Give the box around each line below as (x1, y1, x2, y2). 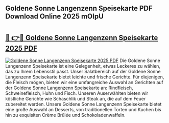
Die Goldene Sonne (119, 57, 161, 64)
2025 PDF (5, 44, 37, 53)
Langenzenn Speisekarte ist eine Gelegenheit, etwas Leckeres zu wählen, (5, 63, 161, 69)
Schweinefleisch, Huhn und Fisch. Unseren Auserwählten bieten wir (5, 90, 149, 96)
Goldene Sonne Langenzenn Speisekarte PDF (5, 4, 153, 13)
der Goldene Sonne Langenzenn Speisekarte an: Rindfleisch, (5, 85, 133, 91)
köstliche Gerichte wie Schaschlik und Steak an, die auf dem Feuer (5, 96, 146, 101)
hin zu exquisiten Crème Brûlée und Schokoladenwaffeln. (5, 112, 126, 118)
